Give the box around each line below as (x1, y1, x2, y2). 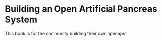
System (5, 14, 38, 25)
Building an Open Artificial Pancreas (5, 3, 158, 15)
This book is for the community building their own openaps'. (5, 30, 128, 36)
